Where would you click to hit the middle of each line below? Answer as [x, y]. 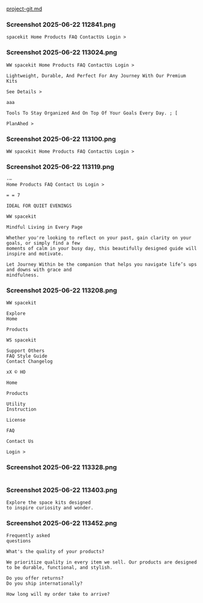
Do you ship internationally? [45, 584]
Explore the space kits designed [49, 503]
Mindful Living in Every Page [45, 228]
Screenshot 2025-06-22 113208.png [62, 290]
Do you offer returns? [35, 578]
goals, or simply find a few [43, 243]
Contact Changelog [29, 361]
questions [19, 541]
